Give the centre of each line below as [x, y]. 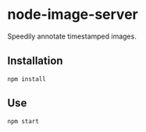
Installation [35, 61]
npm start [23, 121]
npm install [27, 79]
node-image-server [73, 15]
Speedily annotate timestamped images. [72, 36]
